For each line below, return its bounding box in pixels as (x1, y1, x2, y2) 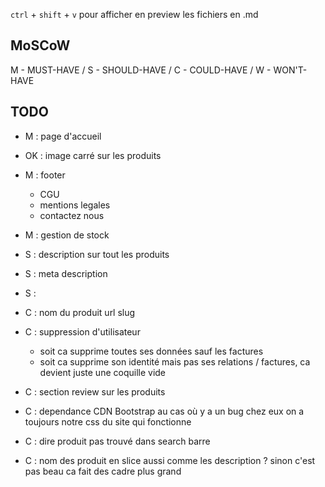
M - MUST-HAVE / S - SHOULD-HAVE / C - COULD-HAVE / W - (10, 64, 272, 76)
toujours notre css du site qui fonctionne (24, 415, 192, 428)
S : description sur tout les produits (24, 248, 170, 260)
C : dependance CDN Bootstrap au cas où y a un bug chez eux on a (24, 405, 305, 417)
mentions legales (39, 199, 111, 211)
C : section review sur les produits (24, 385, 166, 398)
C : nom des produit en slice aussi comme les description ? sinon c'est (24, 454, 316, 466)
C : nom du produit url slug (24, 306, 136, 318)
